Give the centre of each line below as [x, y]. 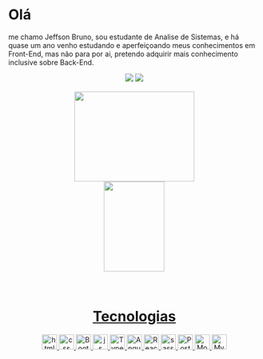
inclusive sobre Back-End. [51, 62]
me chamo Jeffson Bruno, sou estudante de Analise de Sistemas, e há [124, 37]
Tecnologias [134, 317]
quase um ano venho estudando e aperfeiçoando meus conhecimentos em [132, 45]
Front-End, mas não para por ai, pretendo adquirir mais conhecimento [123, 54]
